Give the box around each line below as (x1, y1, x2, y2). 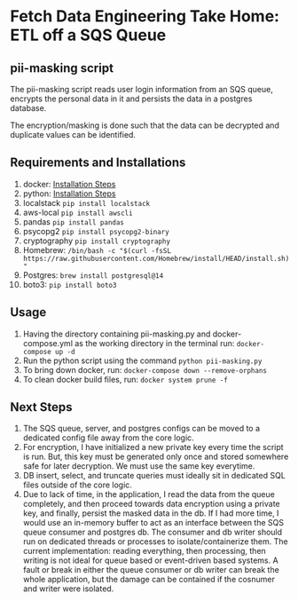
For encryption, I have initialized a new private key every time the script (22, 442, 284, 453)
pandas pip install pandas (22, 216, 125, 227)
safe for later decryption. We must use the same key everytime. (22, 461, 255, 471)
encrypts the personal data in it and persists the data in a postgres (10, 93, 253, 104)
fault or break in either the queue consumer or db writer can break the (22, 565, 280, 575)
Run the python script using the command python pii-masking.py (22, 355, 263, 366)
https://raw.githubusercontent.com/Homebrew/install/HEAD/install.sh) (22, 254, 290, 263)
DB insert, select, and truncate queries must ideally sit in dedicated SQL (22, 471, 286, 481)
